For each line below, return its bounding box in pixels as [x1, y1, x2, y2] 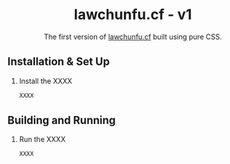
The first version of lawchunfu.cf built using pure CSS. [44, 32, 222, 41]
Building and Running [7, 114, 116, 127]
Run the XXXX [18, 135, 66, 144]
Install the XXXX [18, 76, 72, 85]
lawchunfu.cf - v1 [73, 6, 193, 24]
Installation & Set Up [7, 55, 111, 68]
